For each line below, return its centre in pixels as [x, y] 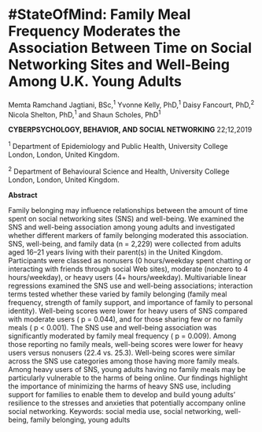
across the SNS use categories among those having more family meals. [124, 361]
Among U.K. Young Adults [95, 82]
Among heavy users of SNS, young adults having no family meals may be [127, 369]
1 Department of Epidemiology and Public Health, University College [118, 145]
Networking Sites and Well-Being [119, 65]
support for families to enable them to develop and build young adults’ [122, 394]
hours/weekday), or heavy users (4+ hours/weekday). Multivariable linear [127, 277]
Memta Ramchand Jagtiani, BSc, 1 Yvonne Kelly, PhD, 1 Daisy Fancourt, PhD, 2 [131, 104]
